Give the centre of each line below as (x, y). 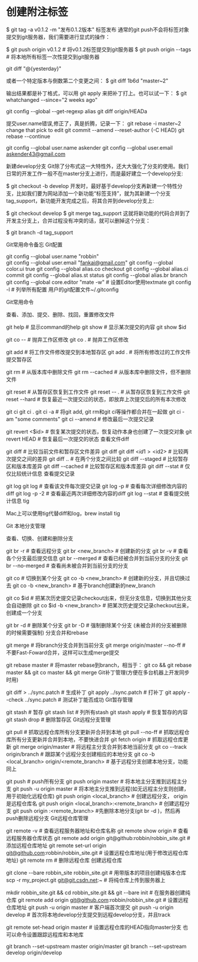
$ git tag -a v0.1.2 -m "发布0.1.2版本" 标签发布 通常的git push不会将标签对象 (98, 29)
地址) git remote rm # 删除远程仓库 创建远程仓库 (64, 860)
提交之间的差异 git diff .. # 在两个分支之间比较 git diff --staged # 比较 (94, 459)
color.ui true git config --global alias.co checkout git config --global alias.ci (97, 269)
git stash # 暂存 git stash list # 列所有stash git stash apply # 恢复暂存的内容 (97, 712)
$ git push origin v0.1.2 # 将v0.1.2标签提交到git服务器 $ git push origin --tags (99, 49)
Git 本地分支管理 (26, 525)
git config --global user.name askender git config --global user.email (89, 147)
